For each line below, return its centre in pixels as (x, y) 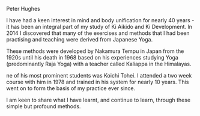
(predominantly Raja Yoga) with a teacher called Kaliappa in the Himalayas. (99, 64)
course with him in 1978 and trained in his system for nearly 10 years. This (98, 82)
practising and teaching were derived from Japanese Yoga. (80, 39)
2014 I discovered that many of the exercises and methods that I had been (98, 33)
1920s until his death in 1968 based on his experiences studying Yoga (92, 57)
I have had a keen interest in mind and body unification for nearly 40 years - (100, 20)
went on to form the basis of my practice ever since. (71, 88)
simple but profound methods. (44, 106)
